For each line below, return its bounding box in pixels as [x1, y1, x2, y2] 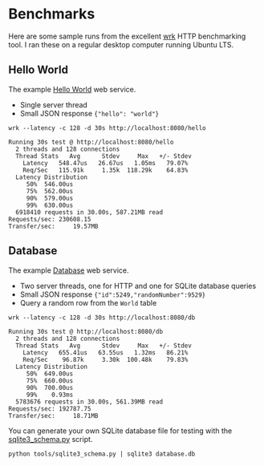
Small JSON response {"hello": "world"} [19, 108, 159, 118]
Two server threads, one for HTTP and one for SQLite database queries [19, 281, 257, 290]
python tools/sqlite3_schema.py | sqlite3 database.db [8, 450, 196, 458]
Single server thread [19, 99, 88, 109]
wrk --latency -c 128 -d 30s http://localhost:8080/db [8, 314, 196, 322]
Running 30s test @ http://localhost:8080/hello [8, 138, 174, 146]
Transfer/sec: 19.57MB [8, 222, 99, 230]
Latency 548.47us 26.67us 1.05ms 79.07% [22, 159, 189, 167]
